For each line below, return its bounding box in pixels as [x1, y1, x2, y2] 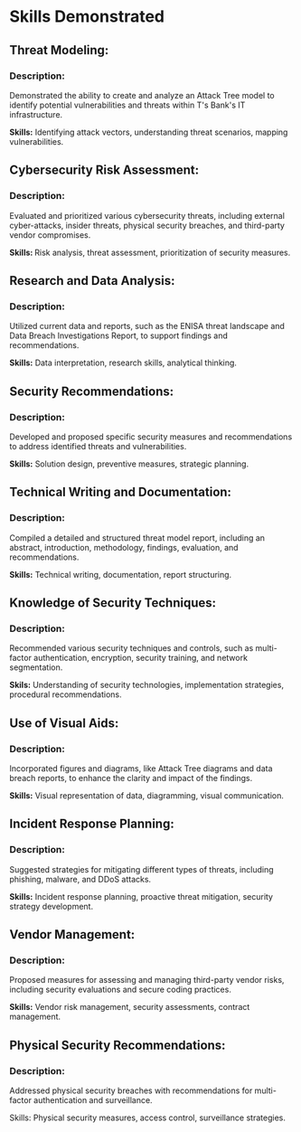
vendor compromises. [9, 229, 91, 241]
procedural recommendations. [9, 689, 122, 700]
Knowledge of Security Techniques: [9, 595, 217, 611]
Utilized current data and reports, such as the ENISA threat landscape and [9, 321, 285, 332]
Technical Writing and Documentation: [9, 485, 232, 500]
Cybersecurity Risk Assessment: [9, 163, 200, 178]
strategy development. [9, 901, 93, 911]
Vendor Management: [9, 927, 136, 942]
